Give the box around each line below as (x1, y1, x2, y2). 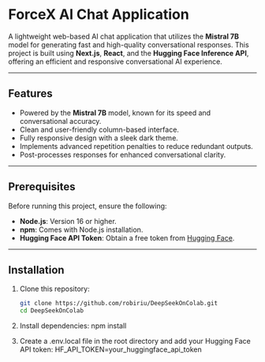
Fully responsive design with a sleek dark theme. (19, 132, 179, 143)
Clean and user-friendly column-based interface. (19, 125, 180, 134)
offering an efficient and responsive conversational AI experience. (8, 57, 222, 66)
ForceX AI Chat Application (8, 6, 189, 24)
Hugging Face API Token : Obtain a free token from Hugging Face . (19, 233, 235, 242)
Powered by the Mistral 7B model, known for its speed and (19, 108, 211, 118)
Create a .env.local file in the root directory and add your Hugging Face (19, 337, 251, 346)
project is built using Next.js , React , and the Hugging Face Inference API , (8, 48, 249, 58)
